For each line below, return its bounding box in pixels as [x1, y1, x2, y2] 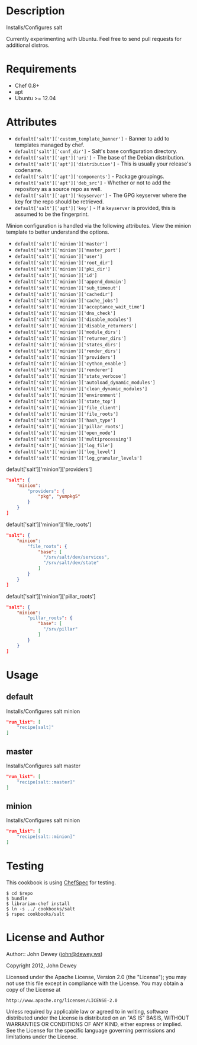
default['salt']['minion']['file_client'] [14, 404, 121, 410]
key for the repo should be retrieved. [14, 197, 105, 205]
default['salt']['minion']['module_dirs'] [14, 329, 121, 335]
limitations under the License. [6, 1033, 78, 1040]
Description [6, 4, 65, 18]
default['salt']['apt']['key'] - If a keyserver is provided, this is [14, 204, 176, 211]
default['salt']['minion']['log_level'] [14, 449, 116, 455]
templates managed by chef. [14, 141, 85, 148]
